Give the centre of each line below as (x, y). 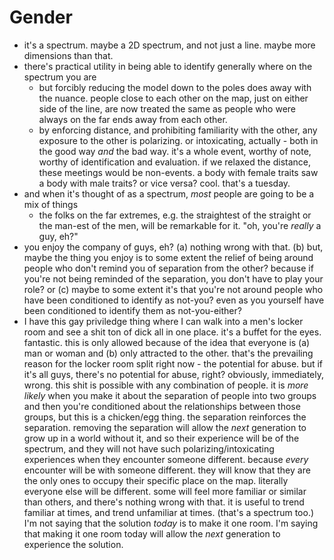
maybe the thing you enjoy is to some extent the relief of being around (168, 257)
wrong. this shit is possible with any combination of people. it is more (166, 385)
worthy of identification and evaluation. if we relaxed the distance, (175, 162)
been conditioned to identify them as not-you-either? (132, 310)
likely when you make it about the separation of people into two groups (170, 395)
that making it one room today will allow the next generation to (152, 533)
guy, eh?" (58, 236)
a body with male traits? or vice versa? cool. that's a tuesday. (164, 183)
